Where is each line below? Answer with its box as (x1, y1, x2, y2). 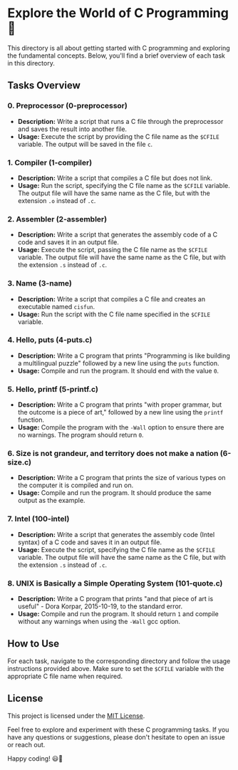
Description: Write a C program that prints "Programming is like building (17, 351, 230, 360)
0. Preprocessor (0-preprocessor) (7, 101, 128, 111)
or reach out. (7, 740, 46, 749)
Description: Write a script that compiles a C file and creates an (17, 294, 205, 303)
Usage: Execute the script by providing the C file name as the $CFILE (17, 132, 219, 140)
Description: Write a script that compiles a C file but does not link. (17, 173, 212, 182)
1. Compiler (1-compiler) (7, 157, 93, 167)
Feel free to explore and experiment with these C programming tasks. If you (7, 725, 229, 734)
